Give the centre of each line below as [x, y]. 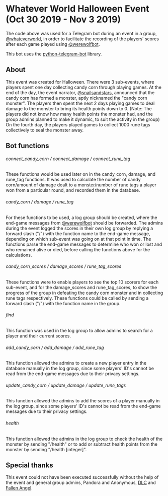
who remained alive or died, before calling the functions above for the [78, 249]
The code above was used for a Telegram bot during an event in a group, [81, 33]
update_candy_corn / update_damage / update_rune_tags [66, 385]
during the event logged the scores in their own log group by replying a [79, 228]
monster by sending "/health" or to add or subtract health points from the [82, 444]
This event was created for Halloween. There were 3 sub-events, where [80, 82]
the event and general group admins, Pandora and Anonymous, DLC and [81, 483]
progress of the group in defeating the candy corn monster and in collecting [85, 293]
